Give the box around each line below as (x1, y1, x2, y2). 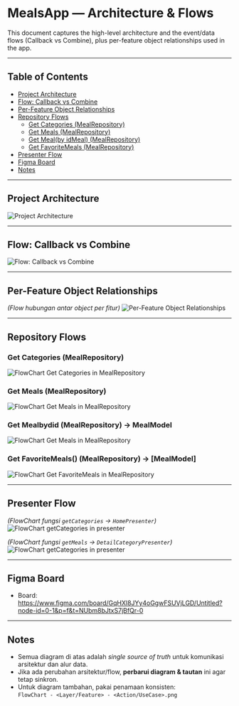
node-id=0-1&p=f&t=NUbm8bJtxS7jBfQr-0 (17, 606, 144, 615)
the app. (7, 43, 32, 52)
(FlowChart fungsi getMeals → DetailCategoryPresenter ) (7, 537, 173, 546)
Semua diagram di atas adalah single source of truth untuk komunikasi (17, 653, 224, 661)
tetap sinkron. (17, 675, 58, 684)
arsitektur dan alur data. (17, 660, 88, 669)
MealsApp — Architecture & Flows (7, 5, 214, 21)
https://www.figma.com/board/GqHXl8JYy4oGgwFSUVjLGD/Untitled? (17, 599, 223, 607)
